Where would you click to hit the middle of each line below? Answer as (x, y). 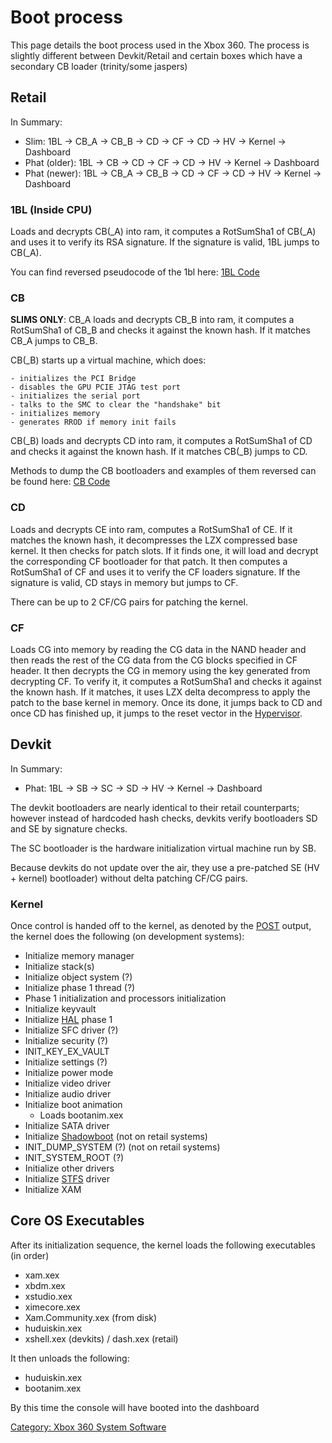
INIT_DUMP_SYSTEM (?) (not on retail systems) (122, 1147)
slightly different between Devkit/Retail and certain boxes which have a (156, 55)
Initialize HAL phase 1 (68, 1020)
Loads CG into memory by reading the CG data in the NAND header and (158, 649)
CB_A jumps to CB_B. (54, 341)
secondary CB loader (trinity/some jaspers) (99, 66)
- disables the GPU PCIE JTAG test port (96, 387)
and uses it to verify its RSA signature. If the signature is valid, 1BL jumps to (165, 242)
